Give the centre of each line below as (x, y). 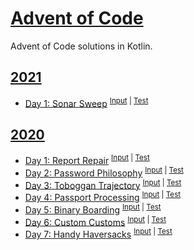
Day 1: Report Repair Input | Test (87, 159)
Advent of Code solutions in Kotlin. (81, 46)
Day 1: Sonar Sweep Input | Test (86, 102)
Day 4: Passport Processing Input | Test (103, 196)
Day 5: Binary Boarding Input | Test (93, 209)
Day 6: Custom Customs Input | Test (95, 221)
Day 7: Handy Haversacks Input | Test (98, 233)
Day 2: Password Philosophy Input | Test (104, 172)
